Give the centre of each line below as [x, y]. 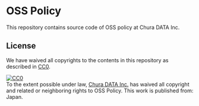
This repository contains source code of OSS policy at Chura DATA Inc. [93, 27]
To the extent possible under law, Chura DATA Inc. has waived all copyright [98, 84]
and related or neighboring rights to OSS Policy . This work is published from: [100, 91]
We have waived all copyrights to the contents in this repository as [87, 60]
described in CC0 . [28, 66]
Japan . [15, 97]
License [21, 46]
